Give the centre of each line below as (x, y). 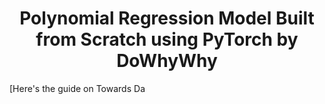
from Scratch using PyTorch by (167, 39)
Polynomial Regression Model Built (167, 18)
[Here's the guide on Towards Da (77, 88)
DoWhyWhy (167, 61)
